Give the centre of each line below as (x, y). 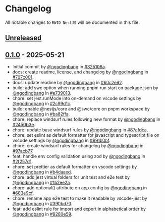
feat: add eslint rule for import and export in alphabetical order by (79, 209)
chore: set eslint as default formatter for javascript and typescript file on (86, 135)
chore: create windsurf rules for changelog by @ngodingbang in (78, 146)
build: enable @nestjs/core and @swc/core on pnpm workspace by (81, 109)
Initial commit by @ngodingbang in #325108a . (59, 67)
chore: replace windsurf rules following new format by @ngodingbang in (86, 119)
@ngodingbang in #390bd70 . (42, 204)
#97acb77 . (23, 151)
